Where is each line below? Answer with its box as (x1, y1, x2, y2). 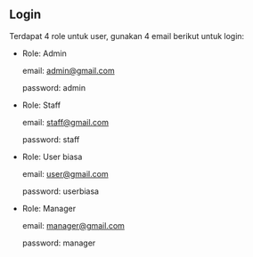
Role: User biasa (21, 151, 83, 162)
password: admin (21, 82, 86, 92)
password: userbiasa (21, 186, 100, 197)
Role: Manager (21, 203, 77, 213)
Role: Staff (21, 100, 61, 110)
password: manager (21, 237, 96, 248)
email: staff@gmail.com (21, 116, 110, 127)
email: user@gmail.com (21, 168, 109, 179)
